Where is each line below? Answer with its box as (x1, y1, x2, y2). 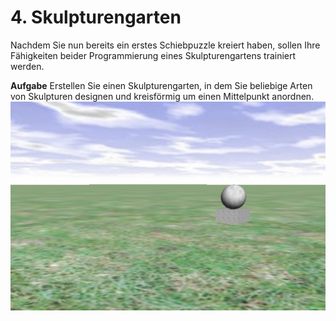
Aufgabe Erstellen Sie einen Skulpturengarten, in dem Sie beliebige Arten (10, 79, 313, 91)
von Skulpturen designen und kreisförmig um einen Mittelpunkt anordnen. (10, 90, 315, 102)
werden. (10, 60, 45, 72)
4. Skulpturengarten (10, 6, 182, 29)
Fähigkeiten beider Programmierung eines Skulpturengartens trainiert (10, 49, 297, 61)
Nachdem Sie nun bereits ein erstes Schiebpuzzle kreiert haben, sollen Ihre (10, 39, 321, 51)
